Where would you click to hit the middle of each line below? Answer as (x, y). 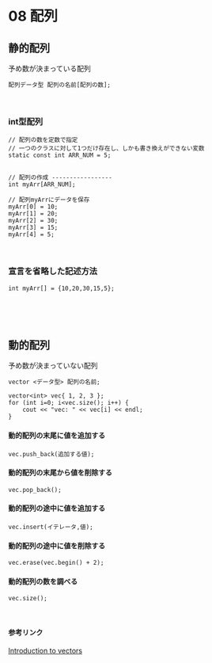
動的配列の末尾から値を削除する (60, 473)
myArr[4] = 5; (32, 234)
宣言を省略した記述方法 (53, 272)
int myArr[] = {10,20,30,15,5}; (61, 288)
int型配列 (26, 121)
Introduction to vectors (45, 650)
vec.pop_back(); (35, 490)
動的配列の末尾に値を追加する (57, 435)
